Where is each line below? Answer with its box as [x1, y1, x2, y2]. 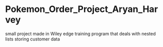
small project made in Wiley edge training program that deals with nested [5, 30, 156, 36]
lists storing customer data [5, 36, 60, 42]
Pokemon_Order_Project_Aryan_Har [5, 3, 158, 15]
